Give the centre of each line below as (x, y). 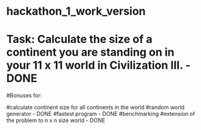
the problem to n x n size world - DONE (56, 120)
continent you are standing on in (90, 52)
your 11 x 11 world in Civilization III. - (99, 65)
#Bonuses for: (24, 96)
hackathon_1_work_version (76, 11)
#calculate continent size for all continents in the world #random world (96, 107)
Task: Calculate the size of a (79, 40)
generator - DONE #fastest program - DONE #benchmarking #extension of (101, 114)
